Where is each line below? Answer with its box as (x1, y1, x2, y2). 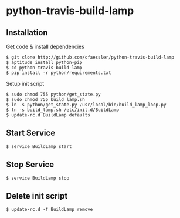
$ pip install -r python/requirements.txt (6, 70, 111, 76)
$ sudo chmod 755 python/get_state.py (6, 92, 101, 98)
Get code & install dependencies (6, 43, 85, 50)
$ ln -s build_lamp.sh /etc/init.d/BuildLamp (6, 107, 119, 113)
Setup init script (6, 81, 45, 87)
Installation (6, 28, 48, 38)
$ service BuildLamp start (6, 143, 72, 149)
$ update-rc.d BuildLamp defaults (6, 112, 91, 118)
